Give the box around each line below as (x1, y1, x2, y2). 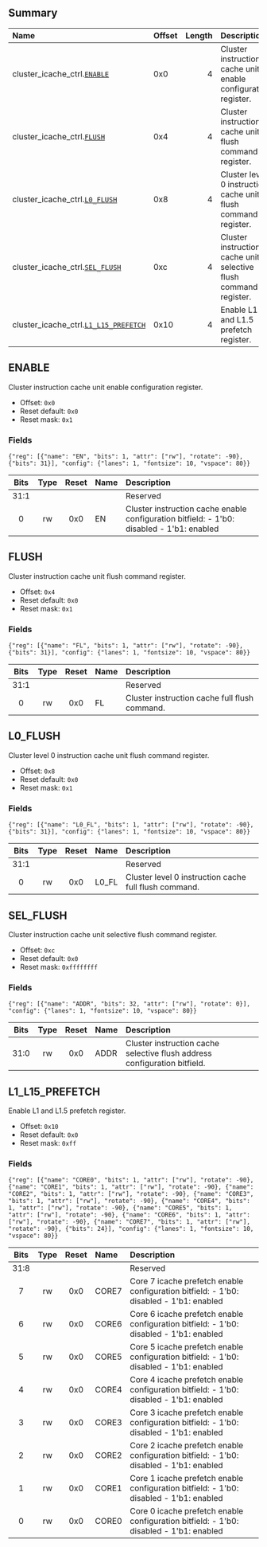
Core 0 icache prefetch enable (130, 1506, 244, 1517)
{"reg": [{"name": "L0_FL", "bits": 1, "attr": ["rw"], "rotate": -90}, (8, 821, 254, 829)
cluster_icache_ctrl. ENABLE (12, 68, 110, 79)
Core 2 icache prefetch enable (130, 1440, 244, 1451)
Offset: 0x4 (19, 587, 56, 596)
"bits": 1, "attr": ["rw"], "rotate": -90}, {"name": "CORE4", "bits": (8, 1197, 250, 1205)
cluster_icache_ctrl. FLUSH (12, 131, 106, 142)
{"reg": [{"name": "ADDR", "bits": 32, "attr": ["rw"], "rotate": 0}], (8, 1000, 250, 1008)
